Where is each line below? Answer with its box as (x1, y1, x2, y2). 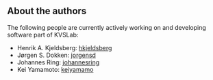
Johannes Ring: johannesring (16, 58, 100, 66)
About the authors (7, 5, 87, 17)
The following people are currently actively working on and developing (7, 23, 207, 31)
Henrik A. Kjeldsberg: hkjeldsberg (16, 43, 112, 52)
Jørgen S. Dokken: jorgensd (16, 51, 96, 59)
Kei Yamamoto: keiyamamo (16, 65, 94, 73)
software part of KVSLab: (7, 31, 79, 39)
